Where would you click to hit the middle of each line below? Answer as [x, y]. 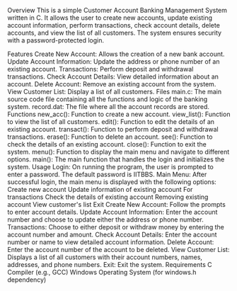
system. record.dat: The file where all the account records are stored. [109, 107]
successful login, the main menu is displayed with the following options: [112, 182]
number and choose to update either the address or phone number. [105, 219]
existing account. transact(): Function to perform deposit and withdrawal [113, 129]
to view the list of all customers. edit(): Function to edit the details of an [111, 122]
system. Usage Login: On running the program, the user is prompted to [110, 167]
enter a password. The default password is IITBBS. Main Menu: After [107, 174]
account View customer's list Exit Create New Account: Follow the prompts [117, 204]
